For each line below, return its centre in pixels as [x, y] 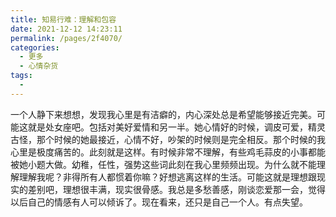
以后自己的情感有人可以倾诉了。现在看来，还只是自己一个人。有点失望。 [159, 202]
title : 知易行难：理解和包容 [63, 19]
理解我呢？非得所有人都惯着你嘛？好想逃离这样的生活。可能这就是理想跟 [167, 177]
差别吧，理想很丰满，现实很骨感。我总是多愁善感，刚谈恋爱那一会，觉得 [176, 189]
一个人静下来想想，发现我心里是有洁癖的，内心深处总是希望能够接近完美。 [163, 114]
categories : [35, 47]
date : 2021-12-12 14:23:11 [66, 29]
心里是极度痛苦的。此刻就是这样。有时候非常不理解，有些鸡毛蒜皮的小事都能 [168, 152]
